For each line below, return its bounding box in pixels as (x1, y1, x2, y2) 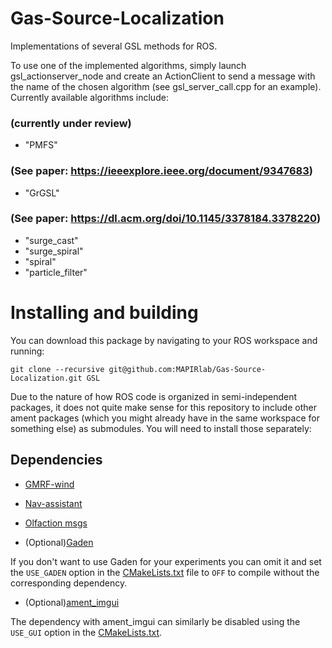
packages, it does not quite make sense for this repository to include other (10, 401, 317, 413)
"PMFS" (24, 139, 58, 151)
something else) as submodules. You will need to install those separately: (10, 422, 312, 434)
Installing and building (10, 302, 199, 324)
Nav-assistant (24, 497, 83, 509)
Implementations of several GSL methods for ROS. (10, 40, 218, 52)
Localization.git (10, 373, 83, 383)
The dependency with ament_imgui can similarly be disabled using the (10, 615, 301, 627)
